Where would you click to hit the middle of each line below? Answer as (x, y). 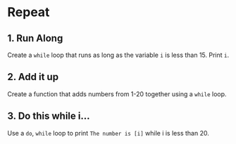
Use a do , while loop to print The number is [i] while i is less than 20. (108, 133)
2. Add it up (33, 77)
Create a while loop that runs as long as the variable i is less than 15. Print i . (118, 55)
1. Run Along (35, 38)
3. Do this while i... (49, 116)
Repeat (29, 12)
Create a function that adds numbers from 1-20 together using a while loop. (117, 94)
